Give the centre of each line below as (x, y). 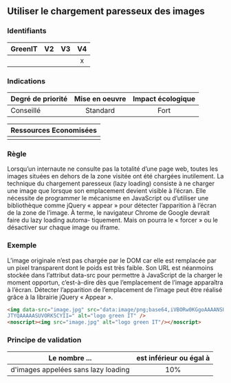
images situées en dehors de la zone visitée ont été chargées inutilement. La (115, 176)
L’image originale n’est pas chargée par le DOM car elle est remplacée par (112, 260)
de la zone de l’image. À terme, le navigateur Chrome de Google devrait (109, 213)
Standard (100, 110)
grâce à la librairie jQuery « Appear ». (60, 297)
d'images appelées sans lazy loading (70, 369)
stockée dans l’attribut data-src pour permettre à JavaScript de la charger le (115, 275)
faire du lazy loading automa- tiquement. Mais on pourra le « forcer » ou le (113, 220)
